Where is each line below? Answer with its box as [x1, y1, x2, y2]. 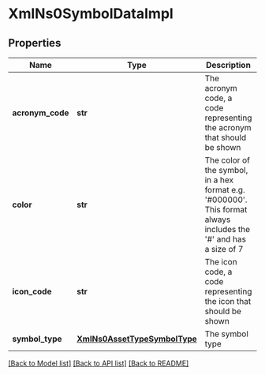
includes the [204, 224, 251, 234]
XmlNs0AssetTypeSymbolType [77, 333, 197, 344]
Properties [8, 36, 62, 50]
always [204, 214, 231, 225]
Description [206, 60, 251, 70]
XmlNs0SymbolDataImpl [8, 5, 174, 23]
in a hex [204, 174, 234, 186]
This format [204, 204, 248, 215]
